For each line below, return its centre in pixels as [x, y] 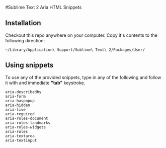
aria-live [16, 109]
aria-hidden [18, 105]
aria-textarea [20, 136]
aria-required [20, 114]
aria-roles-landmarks [28, 123]
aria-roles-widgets [26, 127]
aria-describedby [23, 92]
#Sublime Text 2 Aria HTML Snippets [44, 7]
